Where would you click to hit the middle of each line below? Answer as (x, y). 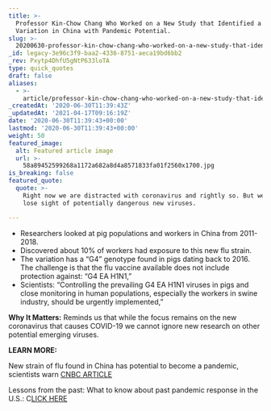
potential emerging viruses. (54, 334)
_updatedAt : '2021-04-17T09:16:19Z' (70, 114)
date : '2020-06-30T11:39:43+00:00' (68, 121)
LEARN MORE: (33, 350)
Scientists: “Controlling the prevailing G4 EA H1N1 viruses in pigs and (134, 284)
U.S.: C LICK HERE (38, 398)
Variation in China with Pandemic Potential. (94, 31)
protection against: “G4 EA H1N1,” (76, 276)
